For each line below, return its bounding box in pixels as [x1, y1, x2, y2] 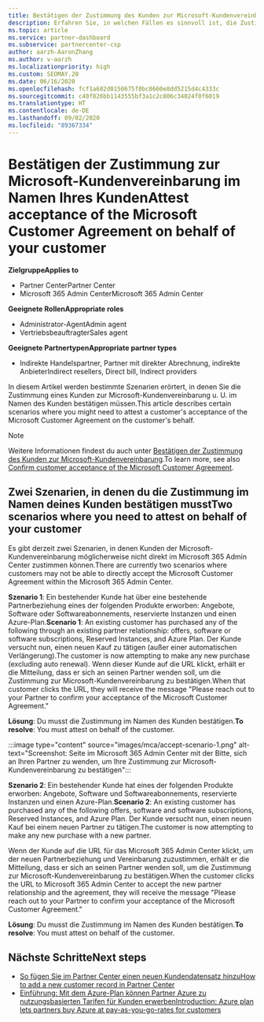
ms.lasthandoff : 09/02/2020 [8, 114, 101, 122]
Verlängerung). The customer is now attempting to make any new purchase [8, 651, 250, 660]
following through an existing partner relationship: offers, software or [8, 626, 232, 635]
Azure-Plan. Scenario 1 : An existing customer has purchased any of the [8, 617, 238, 626]
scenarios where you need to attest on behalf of [8, 510, 247, 524]
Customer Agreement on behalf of [8, 222, 236, 240]
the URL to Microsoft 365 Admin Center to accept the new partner [8, 879, 222, 889]
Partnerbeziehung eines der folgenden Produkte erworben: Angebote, [8, 600, 236, 610]
